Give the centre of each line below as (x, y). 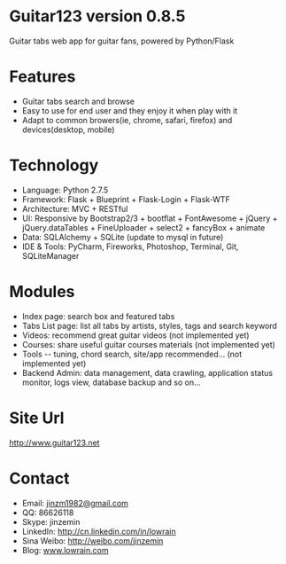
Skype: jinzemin (51, 521)
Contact (39, 478)
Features (43, 77)
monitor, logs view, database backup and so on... (111, 382)
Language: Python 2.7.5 (65, 190)
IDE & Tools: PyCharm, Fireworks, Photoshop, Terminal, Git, (130, 247)
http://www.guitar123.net (54, 443)
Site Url (37, 418)
